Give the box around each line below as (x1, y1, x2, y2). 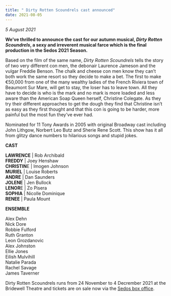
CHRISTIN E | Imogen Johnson (5, 163, 69, 169)
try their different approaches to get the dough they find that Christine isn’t (5, 100, 162, 107)
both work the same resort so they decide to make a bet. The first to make (5, 73, 162, 79)
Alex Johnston (5, 243, 36, 249)
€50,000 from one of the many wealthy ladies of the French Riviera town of (5, 79, 164, 85)
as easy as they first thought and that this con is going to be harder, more (5, 106, 160, 112)
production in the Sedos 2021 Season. (5, 47, 88, 53)
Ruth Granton (5, 231, 34, 238)
